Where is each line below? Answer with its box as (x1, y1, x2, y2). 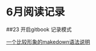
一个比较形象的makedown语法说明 (6, 38, 91, 45)
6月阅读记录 (6, 5, 65, 19)
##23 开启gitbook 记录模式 (6, 26, 72, 33)
